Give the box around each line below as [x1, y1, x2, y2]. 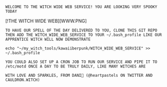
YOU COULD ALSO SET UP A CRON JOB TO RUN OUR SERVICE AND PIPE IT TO [5, 59, 158, 64]
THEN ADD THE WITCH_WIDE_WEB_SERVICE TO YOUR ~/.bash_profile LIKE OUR [5, 32, 162, 38]
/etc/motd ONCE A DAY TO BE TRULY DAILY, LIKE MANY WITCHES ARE [5, 64, 146, 69]
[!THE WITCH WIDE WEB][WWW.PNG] [5, 18, 87, 24]
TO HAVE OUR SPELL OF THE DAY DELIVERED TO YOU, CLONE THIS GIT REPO [5, 28, 158, 33]
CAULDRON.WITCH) [5, 77, 40, 82]
